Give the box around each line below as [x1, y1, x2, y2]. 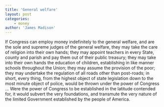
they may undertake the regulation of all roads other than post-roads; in [5, 70, 150, 76]
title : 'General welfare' [5, 7, 58, 12]
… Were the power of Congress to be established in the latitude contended [5, 86, 156, 92]
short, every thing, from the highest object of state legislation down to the [5, 76, 154, 81]
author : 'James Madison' [5, 26, 56, 30]
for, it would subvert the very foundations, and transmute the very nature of [5, 91, 157, 97]
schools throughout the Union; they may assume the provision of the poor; [5, 65, 155, 71]
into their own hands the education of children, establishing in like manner [5, 60, 154, 66]
